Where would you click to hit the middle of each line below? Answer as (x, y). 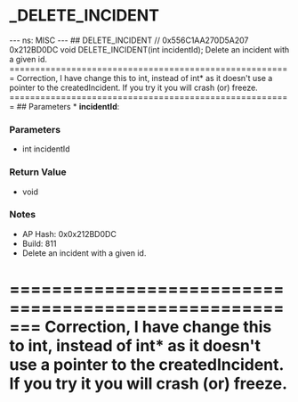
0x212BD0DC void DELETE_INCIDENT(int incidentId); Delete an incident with (149, 49)
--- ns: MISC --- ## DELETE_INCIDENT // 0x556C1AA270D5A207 (129, 40)
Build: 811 (39, 243)
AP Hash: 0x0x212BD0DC (69, 234)
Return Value (38, 172)
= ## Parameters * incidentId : (64, 106)
